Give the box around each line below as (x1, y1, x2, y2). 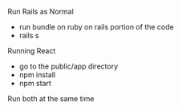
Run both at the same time (7, 94, 95, 103)
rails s (18, 31, 39, 40)
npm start (18, 79, 51, 88)
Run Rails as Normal (7, 7, 74, 16)
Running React (7, 46, 56, 55)
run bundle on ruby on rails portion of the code (18, 22, 174, 31)
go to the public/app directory (18, 61, 118, 71)
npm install (18, 70, 56, 79)
